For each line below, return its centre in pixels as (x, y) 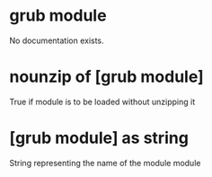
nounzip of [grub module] (106, 77)
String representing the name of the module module (105, 163)
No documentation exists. (57, 40)
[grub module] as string (99, 138)
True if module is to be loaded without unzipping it (102, 102)
